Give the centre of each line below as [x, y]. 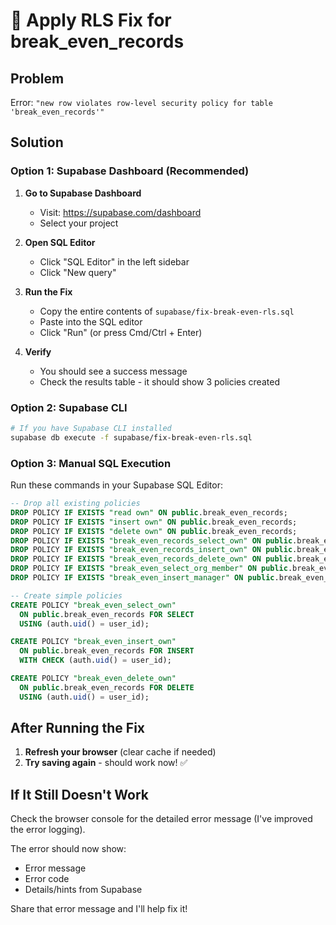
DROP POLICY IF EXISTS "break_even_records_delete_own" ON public [151, 559]
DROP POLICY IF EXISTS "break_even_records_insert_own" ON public [151, 550]
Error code [47, 879]
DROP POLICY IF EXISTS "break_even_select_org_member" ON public [149, 569]
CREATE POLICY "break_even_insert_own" [93, 642]
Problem [37, 78]
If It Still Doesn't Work [79, 794]
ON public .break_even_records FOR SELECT [107, 614]
